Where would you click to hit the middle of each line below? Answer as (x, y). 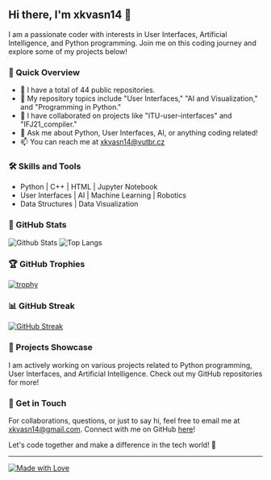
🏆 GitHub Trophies (47, 264)
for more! (24, 382)
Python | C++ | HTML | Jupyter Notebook (89, 187)
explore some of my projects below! (68, 51)
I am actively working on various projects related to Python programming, (130, 365)
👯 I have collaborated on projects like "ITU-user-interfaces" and (126, 116)
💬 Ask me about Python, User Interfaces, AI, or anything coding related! (139, 133)
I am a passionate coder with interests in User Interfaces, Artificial (118, 34)
